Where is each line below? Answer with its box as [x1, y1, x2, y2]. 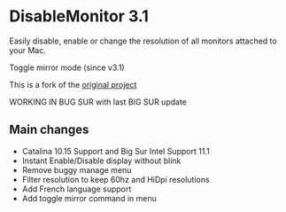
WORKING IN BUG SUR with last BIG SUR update [9, 96, 188, 107]
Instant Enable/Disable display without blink [21, 155, 182, 166]
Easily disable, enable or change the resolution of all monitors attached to [9, 35, 277, 46]
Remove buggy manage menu [21, 164, 132, 175]
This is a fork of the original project [9, 79, 137, 90]
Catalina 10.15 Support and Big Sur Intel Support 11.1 [21, 145, 210, 156]
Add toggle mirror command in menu [21, 192, 157, 203]
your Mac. [9, 44, 47, 55]
